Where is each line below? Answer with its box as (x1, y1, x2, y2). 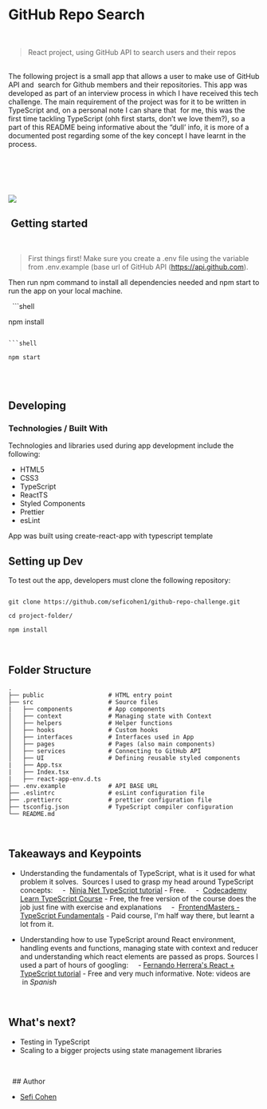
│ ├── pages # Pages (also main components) (8, 740, 216, 748)
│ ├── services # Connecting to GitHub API (8, 747, 202, 755)
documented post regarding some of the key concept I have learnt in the (8, 130, 246, 141)
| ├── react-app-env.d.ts (8, 775, 102, 783)
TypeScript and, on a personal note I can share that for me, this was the (8, 105, 245, 115)
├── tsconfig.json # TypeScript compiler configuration (8, 803, 234, 811)
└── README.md (8, 810, 56, 818)
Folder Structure (8, 663, 92, 676)
